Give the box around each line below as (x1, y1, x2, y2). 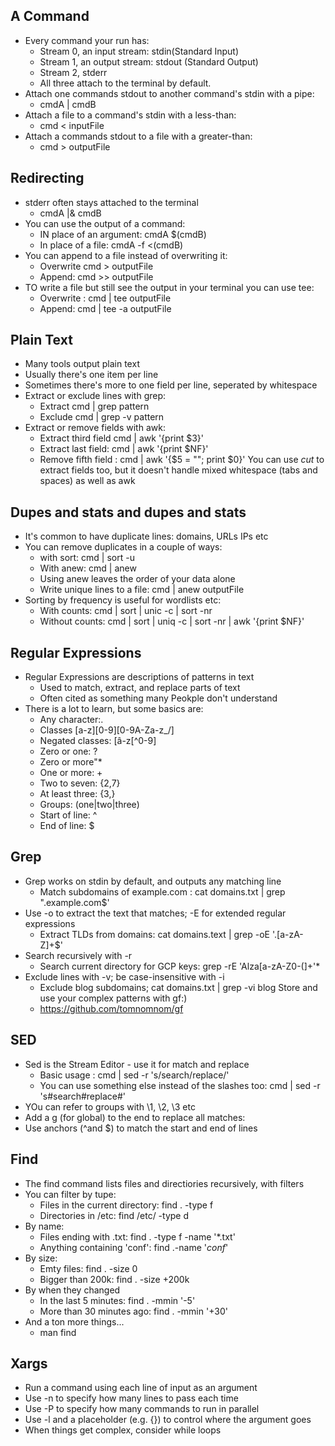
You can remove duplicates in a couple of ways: (24, 541, 223, 553)
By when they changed (24, 1284, 121, 1296)
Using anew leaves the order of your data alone (39, 573, 236, 585)
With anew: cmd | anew (39, 562, 137, 574)
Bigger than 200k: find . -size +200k (39, 1273, 190, 1285)
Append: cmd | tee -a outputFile (39, 302, 172, 314)
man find (39, 1326, 77, 1338)
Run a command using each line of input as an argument (24, 1382, 258, 1394)
